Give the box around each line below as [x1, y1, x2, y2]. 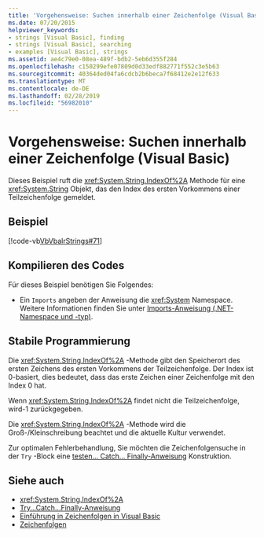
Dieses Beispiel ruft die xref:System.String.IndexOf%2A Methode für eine [8, 176, 246, 186]
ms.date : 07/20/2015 [8, 19, 76, 27]
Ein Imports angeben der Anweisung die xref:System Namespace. [19, 295, 233, 304]
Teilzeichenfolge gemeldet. [8, 193, 96, 202]
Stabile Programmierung [8, 335, 131, 348]
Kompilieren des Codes [8, 259, 125, 272]
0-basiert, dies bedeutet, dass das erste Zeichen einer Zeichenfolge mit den [8, 372, 255, 381]
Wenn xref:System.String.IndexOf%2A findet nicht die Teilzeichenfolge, [8, 395, 240, 405]
